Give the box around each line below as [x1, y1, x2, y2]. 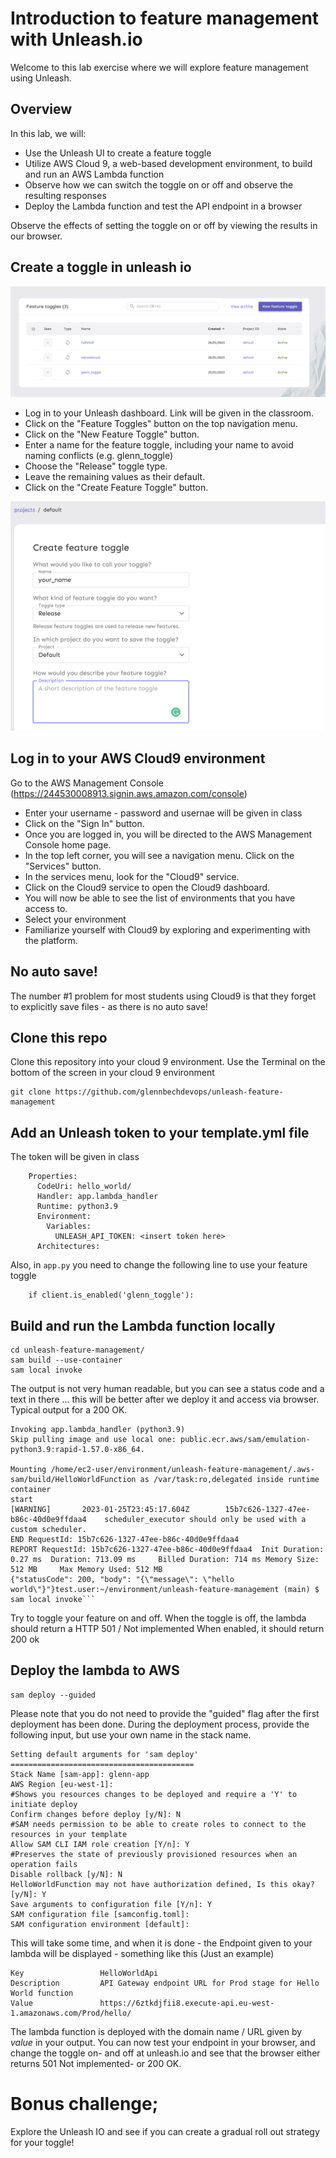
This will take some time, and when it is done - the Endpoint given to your [10, 1937, 313, 1949]
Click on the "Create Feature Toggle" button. [24, 481, 209, 493]
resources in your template [10, 1829, 128, 1839]
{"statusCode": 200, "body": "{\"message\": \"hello [10, 1574, 235, 1584]
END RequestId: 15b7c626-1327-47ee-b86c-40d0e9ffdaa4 [10, 1534, 240, 1544]
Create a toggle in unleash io [10, 259, 192, 276]
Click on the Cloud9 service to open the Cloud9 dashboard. [24, 881, 271, 893]
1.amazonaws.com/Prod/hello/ [10, 2008, 132, 2018]
